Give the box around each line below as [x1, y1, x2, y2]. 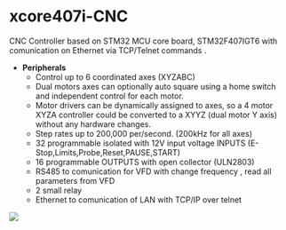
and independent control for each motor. [35, 91, 184, 101]
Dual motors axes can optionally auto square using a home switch [35, 81, 277, 91]
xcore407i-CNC [9, 6, 129, 27]
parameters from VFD [35, 175, 115, 186]
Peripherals [21, 62, 67, 73]
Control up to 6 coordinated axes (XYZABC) [35, 71, 195, 82]
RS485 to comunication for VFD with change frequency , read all [35, 166, 273, 177]
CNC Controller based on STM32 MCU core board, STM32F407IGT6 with [9, 36, 278, 46]
